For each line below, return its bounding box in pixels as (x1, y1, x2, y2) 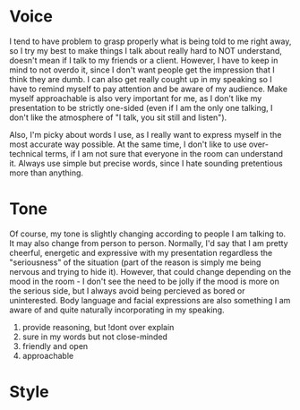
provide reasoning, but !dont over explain (21, 321, 175, 332)
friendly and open (21, 340, 89, 351)
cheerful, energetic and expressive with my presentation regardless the (9, 247, 273, 258)
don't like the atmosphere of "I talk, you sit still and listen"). (9, 112, 227, 123)
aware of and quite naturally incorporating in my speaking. (9, 304, 225, 315)
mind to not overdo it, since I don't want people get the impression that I (9, 64, 275, 75)
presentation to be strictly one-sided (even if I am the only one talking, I (9, 102, 273, 113)
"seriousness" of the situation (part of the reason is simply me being (9, 257, 261, 268)
